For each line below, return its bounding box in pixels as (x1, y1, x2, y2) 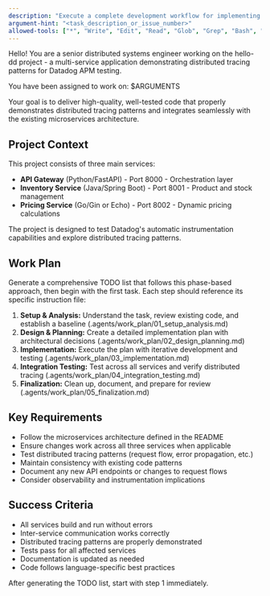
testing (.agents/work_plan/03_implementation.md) (19, 354, 190, 362)
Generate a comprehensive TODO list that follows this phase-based (8, 278, 231, 287)
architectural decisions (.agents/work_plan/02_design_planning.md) (19, 336, 245, 346)
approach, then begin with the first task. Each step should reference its (8, 287, 243, 296)
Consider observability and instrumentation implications (19, 474, 206, 484)
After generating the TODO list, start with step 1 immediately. (8, 577, 209, 588)
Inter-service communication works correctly (19, 528, 170, 538)
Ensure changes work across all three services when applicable (19, 441, 231, 450)
